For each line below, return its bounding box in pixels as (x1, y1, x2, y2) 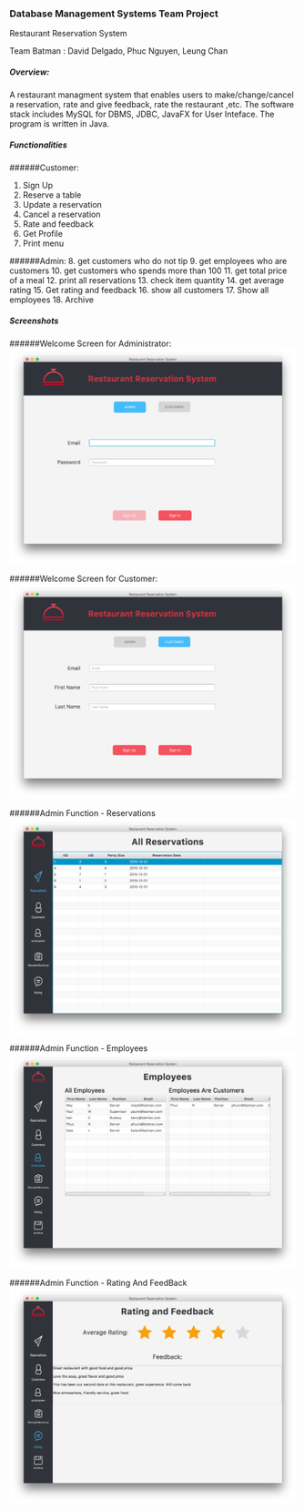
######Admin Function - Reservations (9, 808, 157, 819)
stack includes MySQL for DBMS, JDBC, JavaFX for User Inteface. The (9, 108, 275, 120)
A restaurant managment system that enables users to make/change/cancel (9, 89, 294, 100)
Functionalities (9, 139, 68, 150)
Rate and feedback (22, 219, 94, 230)
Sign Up (22, 180, 53, 191)
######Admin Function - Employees (9, 1042, 148, 1054)
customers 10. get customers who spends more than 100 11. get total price (9, 265, 288, 276)
